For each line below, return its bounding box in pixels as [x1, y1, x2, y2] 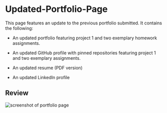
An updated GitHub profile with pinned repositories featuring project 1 [12, 50, 156, 56]
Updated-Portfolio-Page [5, 3, 108, 15]
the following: [5, 25, 33, 31]
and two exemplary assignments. [12, 55, 81, 61]
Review [5, 89, 29, 98]
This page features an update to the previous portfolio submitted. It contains [5, 20, 162, 26]
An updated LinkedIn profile [12, 74, 70, 80]
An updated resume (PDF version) [12, 65, 83, 71]
